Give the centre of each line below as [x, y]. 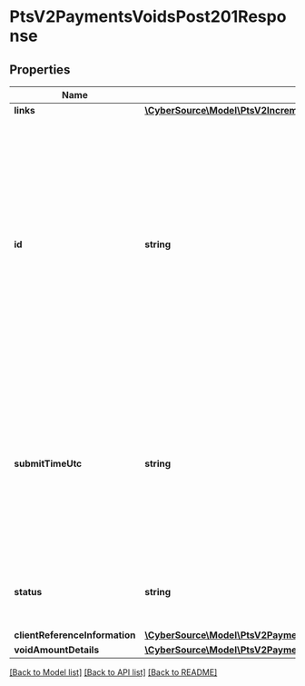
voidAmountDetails [57, 650]
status [28, 592]
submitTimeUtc [48, 463]
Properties [40, 70]
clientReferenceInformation [75, 635]
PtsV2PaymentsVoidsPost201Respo [148, 17]
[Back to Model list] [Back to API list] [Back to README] [113, 672]
